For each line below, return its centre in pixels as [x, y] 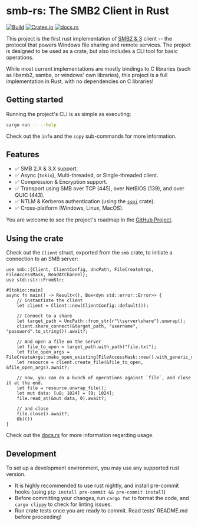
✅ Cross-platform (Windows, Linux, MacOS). [69, 208]
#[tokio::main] [25, 290]
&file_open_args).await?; [38, 368]
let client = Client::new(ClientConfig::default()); [83, 306]
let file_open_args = [43, 352]
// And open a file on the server [59, 342]
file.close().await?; [43, 414]
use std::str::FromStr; [35, 280]
